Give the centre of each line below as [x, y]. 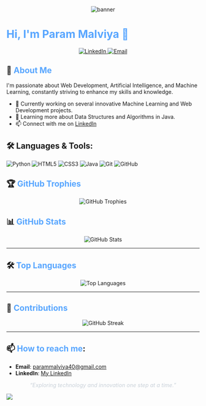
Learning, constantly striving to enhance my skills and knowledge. [90, 91]
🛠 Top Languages [41, 265]
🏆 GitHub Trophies [44, 184]
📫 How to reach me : [46, 349]
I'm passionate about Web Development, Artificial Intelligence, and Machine [102, 85]
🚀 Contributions [37, 308]
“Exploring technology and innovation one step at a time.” [103, 385]
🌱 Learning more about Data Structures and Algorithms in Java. [95, 117]
